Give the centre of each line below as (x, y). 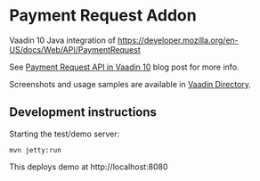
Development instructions (83, 112)
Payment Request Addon (103, 16)
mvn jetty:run (36, 150)
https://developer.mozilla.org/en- (178, 40)
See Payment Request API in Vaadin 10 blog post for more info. (124, 67)
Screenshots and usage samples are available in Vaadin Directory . (130, 84)
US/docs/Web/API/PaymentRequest (75, 49)
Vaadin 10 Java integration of (62, 40)
